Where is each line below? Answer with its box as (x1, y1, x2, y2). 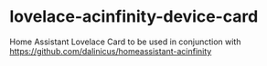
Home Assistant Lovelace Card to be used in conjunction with (9, 36, 241, 47)
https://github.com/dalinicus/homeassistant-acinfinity (9, 45, 212, 56)
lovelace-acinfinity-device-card (9, 6, 259, 27)
